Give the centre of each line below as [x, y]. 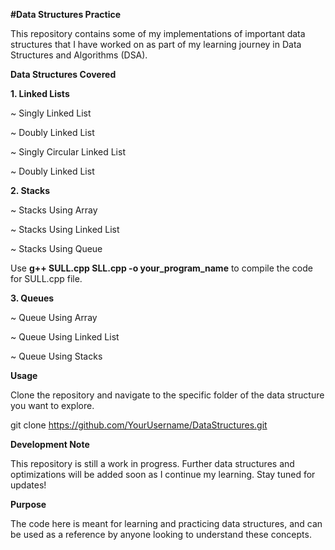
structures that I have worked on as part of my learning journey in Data [156, 44]
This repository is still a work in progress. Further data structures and [152, 463]
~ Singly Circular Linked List [68, 152]
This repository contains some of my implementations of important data [158, 33]
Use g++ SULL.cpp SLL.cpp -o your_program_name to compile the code [161, 268]
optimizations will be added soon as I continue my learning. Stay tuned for [163, 474]
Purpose [28, 504]
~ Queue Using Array [54, 317]
